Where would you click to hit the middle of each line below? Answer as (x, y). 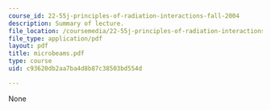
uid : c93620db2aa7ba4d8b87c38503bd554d (75, 69)
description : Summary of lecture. (67, 23)
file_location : (34, 31)
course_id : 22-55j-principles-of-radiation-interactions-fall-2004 (124, 16)
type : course (30, 61)
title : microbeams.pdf (46, 53)
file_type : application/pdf (56, 38)
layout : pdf (28, 46)
